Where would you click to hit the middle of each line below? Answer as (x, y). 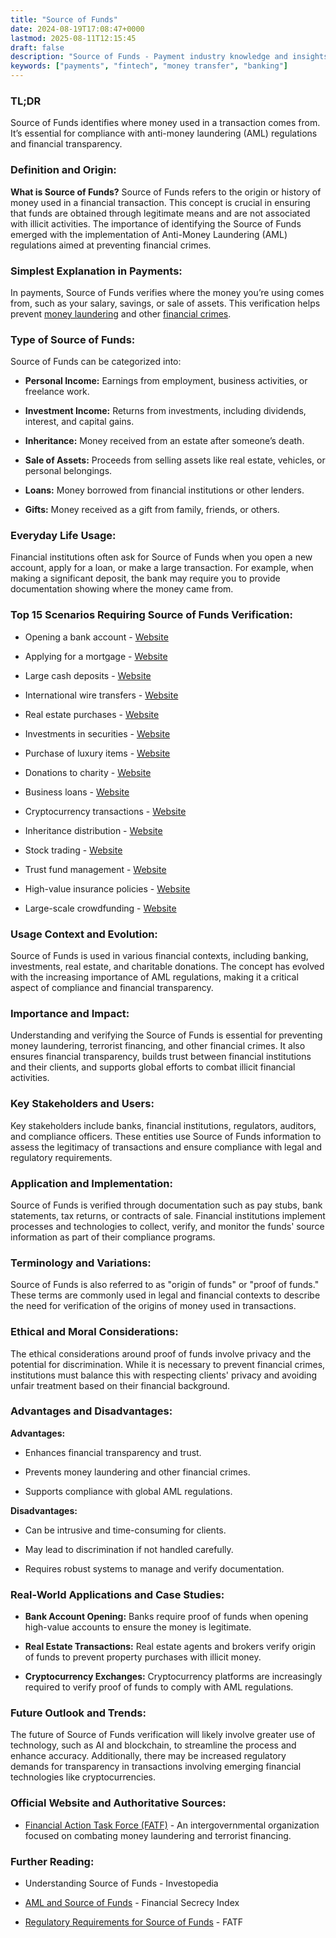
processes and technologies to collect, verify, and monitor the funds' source (167, 1226)
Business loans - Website (77, 792)
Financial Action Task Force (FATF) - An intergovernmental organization (172, 1825)
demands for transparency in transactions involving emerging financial (156, 1767)
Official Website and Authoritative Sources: (118, 1803)
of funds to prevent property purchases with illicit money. (143, 1657)
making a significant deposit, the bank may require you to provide (145, 578)
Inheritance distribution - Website (93, 830)
